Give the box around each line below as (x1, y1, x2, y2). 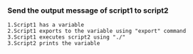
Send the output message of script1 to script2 (7, 6, 169, 15)
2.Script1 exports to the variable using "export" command (7, 27, 187, 35)
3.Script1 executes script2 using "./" (7, 34, 126, 41)
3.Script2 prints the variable (7, 40, 100, 47)
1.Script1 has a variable (7, 22, 84, 29)
